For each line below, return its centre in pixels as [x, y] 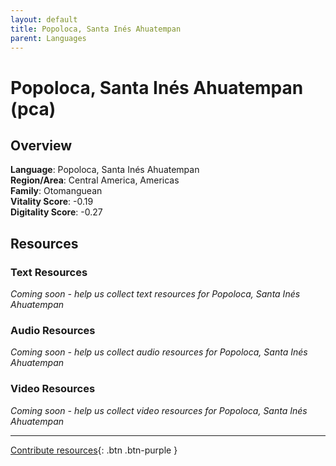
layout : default [44, 19]
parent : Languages [48, 38]
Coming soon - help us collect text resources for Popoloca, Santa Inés [155, 294]
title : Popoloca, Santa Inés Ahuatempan [96, 29]
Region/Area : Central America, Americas [95, 180]
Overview [41, 145]
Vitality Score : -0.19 [52, 202]
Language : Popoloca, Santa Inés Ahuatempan [105, 170]
